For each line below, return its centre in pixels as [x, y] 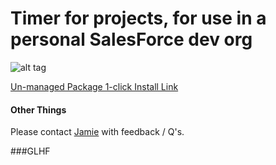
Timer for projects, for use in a [138, 18]
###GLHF [30, 151]
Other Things [38, 109]
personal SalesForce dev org [131, 39]
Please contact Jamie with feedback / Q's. [97, 132]
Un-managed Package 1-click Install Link [94, 86]
